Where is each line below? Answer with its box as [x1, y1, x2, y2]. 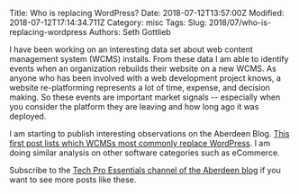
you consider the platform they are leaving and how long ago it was [9, 101, 259, 111]
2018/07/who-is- [208, 17, 272, 28]
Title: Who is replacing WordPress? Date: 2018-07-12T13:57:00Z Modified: [9, 8, 285, 18]
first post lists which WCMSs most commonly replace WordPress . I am [9, 138, 271, 148]
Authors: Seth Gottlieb [88, 27, 171, 37]
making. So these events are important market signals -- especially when [9, 92, 281, 102]
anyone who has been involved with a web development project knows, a [9, 73, 282, 84]
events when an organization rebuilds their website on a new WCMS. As [9, 63, 276, 74]
